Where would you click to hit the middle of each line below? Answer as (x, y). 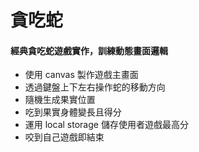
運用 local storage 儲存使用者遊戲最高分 (106, 125)
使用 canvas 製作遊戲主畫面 (81, 75)
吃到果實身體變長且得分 (73, 112)
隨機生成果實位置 (60, 100)
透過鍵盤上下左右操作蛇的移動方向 (95, 87)
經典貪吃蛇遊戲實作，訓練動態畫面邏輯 (89, 50)
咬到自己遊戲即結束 (64, 137)
